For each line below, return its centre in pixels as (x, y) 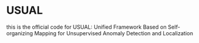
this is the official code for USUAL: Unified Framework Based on (86, 27)
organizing (20, 33)
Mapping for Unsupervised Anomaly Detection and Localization (114, 33)
